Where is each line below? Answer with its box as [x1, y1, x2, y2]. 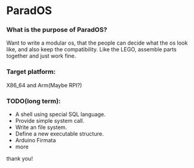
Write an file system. [15, 123, 67, 131]
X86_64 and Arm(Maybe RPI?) [6, 81, 83, 89]
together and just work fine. [6, 53, 76, 60]
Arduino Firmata [15, 137, 56, 144]
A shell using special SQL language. [15, 111, 106, 118]
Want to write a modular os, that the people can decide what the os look [6, 39, 188, 46]
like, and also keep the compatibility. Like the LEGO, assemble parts [6, 46, 177, 53]
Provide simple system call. [15, 117, 84, 125]
